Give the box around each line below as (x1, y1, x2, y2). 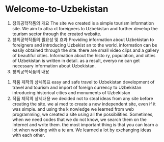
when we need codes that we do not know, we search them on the (12, 116, 147, 122)
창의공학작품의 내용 (12, 68, 50, 74)
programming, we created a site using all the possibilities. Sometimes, (12, 111, 154, 117)
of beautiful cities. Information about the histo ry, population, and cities (12, 52, 156, 58)
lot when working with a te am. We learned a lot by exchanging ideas (12, 127, 152, 133)
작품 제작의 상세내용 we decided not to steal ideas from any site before (12, 95, 153, 101)
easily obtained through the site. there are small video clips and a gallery (12, 47, 160, 53)
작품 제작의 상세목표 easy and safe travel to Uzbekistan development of (12, 79, 155, 85)
